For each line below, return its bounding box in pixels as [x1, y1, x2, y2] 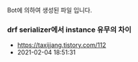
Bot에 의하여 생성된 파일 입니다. [7, 6, 92, 14]
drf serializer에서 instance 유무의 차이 [7, 25, 132, 34]
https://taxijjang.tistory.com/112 [17, 41, 106, 50]
